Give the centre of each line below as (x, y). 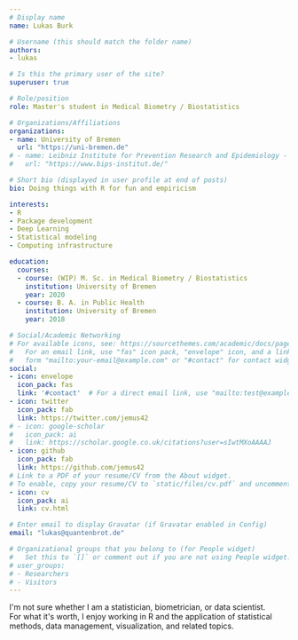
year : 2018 (45, 320)
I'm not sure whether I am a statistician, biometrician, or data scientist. (137, 607)
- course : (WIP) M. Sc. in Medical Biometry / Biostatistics (133, 278)
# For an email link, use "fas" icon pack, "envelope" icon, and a (141, 352)
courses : (33, 270)
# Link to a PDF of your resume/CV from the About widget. (121, 476)
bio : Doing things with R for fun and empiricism (103, 188)
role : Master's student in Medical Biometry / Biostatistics (125, 107)
